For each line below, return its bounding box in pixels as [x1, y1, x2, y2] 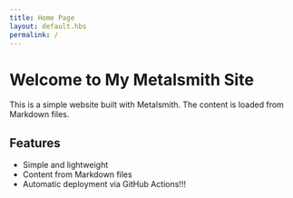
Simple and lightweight [22, 160, 109, 171]
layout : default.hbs [9, 22, 88, 31]
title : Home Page [9, 13, 75, 23]
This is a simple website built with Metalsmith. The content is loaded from [9, 99, 284, 110]
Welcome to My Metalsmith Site [9, 69, 254, 90]
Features [9, 135, 61, 151]
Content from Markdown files [22, 169, 133, 180]
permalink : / [9, 30, 59, 39]
